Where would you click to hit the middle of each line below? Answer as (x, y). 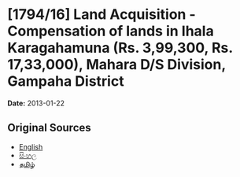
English (31, 146)
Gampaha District (66, 81)
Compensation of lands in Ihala (111, 31)
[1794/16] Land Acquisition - (102, 15)
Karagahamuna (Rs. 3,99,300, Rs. (120, 48)
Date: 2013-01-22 (36, 103)
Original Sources (49, 128)
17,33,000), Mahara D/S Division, (116, 65)
